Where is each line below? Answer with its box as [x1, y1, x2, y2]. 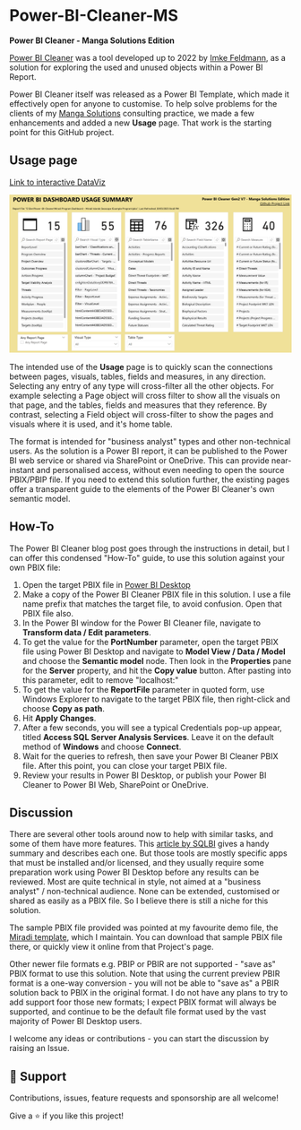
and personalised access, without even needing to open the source [36, 464, 285, 475]
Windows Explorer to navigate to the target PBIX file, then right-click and [21, 694, 291, 704]
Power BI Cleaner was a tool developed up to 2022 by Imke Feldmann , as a [9, 52, 287, 63]
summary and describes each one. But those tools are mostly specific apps [9, 848, 288, 858]
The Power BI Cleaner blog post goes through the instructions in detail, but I [9, 543, 289, 554]
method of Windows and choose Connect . [21, 741, 182, 752]
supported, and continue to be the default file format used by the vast [9, 1006, 267, 1017]
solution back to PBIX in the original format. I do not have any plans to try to [9, 988, 288, 998]
